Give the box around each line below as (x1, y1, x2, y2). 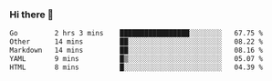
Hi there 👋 (9, 8, 55, 21)
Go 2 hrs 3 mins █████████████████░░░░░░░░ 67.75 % (9, 29, 263, 38)
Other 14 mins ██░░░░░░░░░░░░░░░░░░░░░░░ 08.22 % (9, 37, 263, 46)
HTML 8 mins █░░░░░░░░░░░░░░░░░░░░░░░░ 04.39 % (9, 63, 263, 72)
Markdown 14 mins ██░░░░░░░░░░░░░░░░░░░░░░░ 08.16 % (9, 46, 263, 56)
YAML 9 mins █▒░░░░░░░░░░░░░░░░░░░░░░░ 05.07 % (9, 54, 263, 63)
